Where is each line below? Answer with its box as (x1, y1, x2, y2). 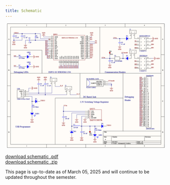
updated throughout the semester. (5, 174, 77, 180)
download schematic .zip (5, 159, 58, 165)
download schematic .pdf (5, 153, 58, 160)
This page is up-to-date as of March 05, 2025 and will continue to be (5, 169, 150, 175)
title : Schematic (5, 8, 42, 13)
